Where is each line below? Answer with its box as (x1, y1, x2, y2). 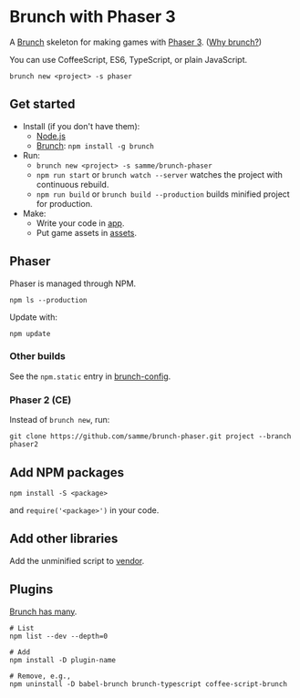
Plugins (9, 581, 54, 598)
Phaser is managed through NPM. (9, 278, 137, 289)
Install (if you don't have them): (22, 120, 140, 131)
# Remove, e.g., (9, 672, 71, 681)
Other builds (9, 350, 66, 363)
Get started (9, 97, 76, 112)
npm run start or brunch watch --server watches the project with (36, 169, 283, 180)
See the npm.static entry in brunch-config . (9, 371, 171, 382)
